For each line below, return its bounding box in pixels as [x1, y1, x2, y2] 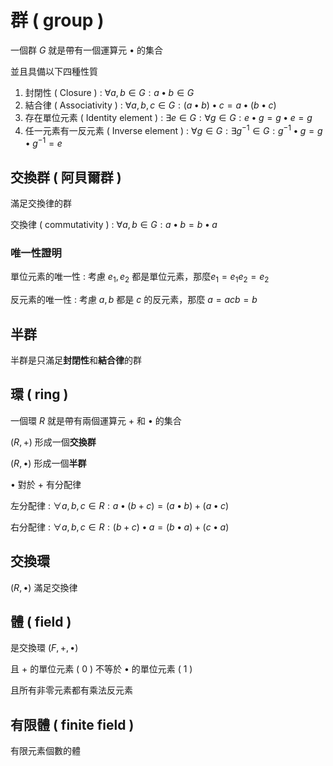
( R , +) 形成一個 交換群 [10, 436, 97, 448]
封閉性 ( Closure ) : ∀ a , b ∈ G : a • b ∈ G [24, 86, 195, 98]
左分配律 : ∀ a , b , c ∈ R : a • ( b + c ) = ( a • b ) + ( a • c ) [10, 499, 230, 511]
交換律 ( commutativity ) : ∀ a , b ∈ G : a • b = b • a [10, 219, 218, 231]
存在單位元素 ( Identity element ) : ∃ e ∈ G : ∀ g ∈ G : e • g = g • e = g [24, 111, 313, 123]
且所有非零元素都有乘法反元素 [10, 684, 133, 696]
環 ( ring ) [10, 386, 69, 403]
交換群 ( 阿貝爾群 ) [10, 169, 122, 186]
